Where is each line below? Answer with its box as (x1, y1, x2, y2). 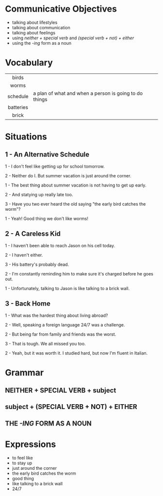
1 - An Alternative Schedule (5, 151, 90, 159)
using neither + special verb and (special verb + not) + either (12, 35, 134, 41)
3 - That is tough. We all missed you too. (5, 341, 86, 346)
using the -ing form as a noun (12, 40, 72, 46)
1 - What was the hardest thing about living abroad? (5, 312, 108, 318)
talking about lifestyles (12, 19, 58, 25)
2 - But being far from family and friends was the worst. (5, 331, 116, 337)
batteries (8, 103, 28, 110)
